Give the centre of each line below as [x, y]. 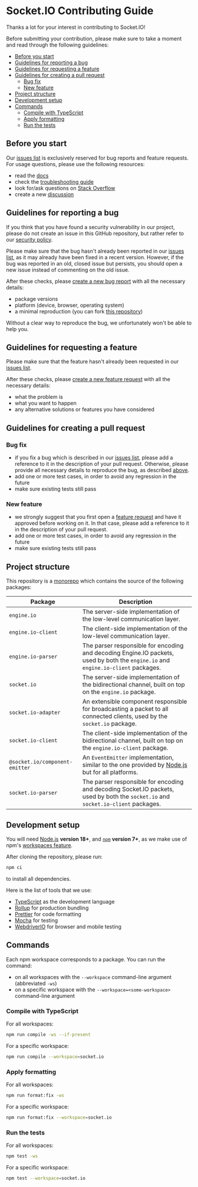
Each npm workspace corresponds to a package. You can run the [86, 959]
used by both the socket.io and [126, 796]
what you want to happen [45, 403]
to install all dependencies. [39, 878]
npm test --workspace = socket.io [46, 1178]
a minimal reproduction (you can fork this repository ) [79, 311]
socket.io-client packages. [122, 804]
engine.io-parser [33, 657]
